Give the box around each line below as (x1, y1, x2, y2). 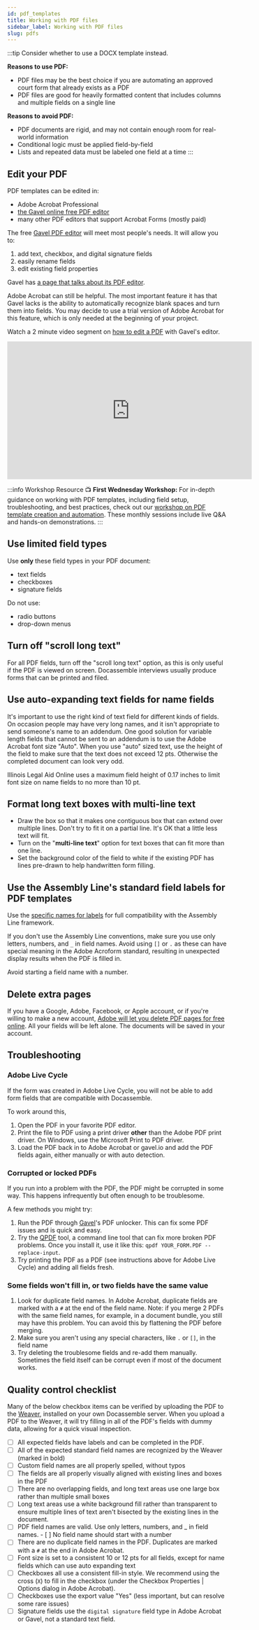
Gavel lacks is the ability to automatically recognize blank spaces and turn (7, 299, 220, 308)
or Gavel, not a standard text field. (17, 1615, 116, 1623)
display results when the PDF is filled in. (7, 955, 122, 963)
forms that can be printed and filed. (7, 673, 110, 682)
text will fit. (17, 831, 50, 840)
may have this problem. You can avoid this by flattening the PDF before (17, 1319, 222, 1327)
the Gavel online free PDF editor (17, 208, 110, 216)
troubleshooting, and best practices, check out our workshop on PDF (7, 503, 206, 512)
